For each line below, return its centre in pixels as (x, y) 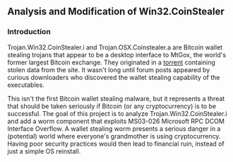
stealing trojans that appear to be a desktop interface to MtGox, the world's (117, 54)
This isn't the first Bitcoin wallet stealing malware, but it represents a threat (116, 98)
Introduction (29, 32)
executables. (26, 85)
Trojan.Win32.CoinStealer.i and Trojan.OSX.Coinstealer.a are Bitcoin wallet (115, 47)
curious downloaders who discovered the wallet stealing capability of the (114, 77)
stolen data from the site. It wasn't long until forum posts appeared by (109, 69)
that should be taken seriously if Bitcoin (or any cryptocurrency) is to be (112, 106)
